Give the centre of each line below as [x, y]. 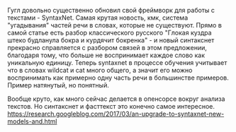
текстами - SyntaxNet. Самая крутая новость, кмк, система [98, 18]
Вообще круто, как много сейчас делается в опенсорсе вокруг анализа [116, 99]
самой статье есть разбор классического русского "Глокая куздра [109, 32]
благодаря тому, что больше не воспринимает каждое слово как [106, 55]
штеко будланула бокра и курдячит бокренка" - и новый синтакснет [111, 40]
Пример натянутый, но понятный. [58, 85]
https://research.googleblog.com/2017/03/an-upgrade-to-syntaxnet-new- [116, 114]
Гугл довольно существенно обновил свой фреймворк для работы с [111, 10]
